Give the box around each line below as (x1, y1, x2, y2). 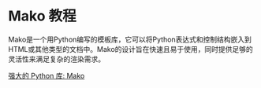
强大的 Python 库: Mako (8, 71, 85, 80)
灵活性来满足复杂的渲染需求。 (8, 54, 105, 64)
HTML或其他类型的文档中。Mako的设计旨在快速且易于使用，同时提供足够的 (8, 44, 254, 53)
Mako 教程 (8, 7, 76, 25)
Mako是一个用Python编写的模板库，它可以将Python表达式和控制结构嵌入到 (8, 35, 252, 44)
